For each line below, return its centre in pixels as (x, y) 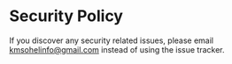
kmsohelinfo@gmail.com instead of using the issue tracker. (117, 49)
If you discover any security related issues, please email (112, 40)
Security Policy (66, 16)
